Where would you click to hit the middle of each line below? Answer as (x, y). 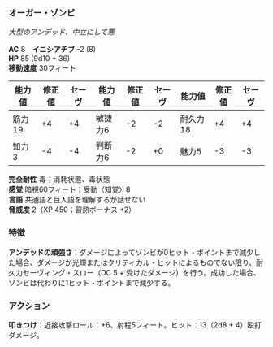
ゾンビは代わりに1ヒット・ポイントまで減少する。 (92, 283)
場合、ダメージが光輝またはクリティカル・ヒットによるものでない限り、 (136, 262)
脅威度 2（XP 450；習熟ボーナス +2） (72, 210)
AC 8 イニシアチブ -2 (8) (52, 50)
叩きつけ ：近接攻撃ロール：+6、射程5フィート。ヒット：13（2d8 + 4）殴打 (135, 325)
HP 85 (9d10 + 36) (39, 59)
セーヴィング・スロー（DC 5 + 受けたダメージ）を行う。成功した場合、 (142, 272)
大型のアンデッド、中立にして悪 (62, 32)
